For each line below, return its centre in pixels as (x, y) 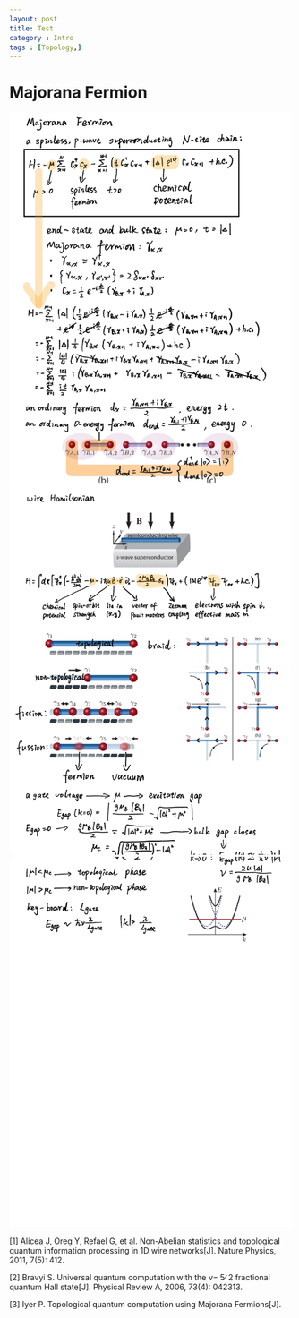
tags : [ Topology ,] (46, 47)
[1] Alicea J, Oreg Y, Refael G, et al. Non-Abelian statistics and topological (145, 1241)
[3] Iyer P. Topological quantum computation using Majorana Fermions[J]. (145, 1305)
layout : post (34, 19)
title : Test (31, 28)
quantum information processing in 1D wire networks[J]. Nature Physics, (143, 1251)
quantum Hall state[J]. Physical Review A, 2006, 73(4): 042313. (126, 1287)
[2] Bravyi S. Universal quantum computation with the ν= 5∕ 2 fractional (140, 1278)
